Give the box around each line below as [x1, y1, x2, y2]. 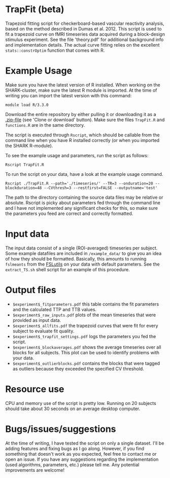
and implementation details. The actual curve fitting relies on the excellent [5, 42, 160, 48]
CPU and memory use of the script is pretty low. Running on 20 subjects [5, 400, 156, 406]
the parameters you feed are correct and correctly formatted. [5, 210, 133, 216]
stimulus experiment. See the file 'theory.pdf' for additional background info [5, 36, 164, 43]
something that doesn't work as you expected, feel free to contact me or [5, 451, 157, 457]
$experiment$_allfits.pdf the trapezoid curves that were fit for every [12, 322, 158, 328]
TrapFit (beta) [5, 4, 64, 15]
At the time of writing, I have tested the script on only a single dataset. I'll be [5, 440, 164, 446]
